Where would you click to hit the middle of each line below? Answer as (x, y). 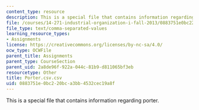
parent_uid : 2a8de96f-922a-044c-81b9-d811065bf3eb (70, 67)
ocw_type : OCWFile (29, 51)
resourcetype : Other (32, 73)
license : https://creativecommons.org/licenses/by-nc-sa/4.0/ (84, 45)
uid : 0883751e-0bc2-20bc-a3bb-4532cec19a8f (61, 84)
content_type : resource (36, 12)
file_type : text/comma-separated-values (57, 28)
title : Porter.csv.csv (34, 78)
